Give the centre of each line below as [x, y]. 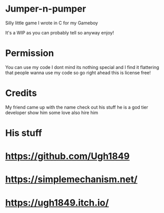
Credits [21, 93]
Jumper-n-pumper [46, 9]
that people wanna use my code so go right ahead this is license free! [78, 73]
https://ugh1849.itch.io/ [57, 203]
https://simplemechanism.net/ [72, 179]
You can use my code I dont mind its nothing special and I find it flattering [82, 67]
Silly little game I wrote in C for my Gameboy [52, 23]
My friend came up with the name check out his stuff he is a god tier [77, 107]
